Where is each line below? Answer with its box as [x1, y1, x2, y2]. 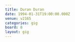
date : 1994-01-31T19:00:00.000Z [5, 12, 70, 16]
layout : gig [5, 29, 29, 34]
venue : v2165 [5, 16, 31, 21]
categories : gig [5, 20, 38, 26]
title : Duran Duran [5, 7, 45, 12]
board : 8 [5, 25, 23, 30]
